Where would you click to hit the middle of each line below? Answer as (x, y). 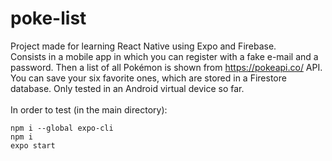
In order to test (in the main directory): (89, 109)
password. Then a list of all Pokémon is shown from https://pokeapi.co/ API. (166, 67)
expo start (33, 145)
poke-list (48, 18)
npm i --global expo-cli (62, 128)
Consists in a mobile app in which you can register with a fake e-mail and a (164, 56)
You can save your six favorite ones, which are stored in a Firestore (148, 78)
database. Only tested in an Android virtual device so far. (127, 88)
